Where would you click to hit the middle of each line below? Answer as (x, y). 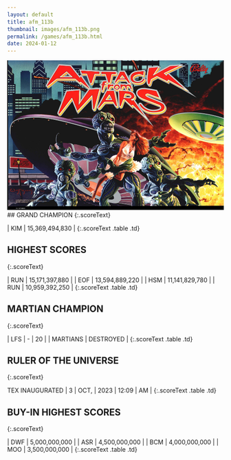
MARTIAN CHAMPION (55, 309)
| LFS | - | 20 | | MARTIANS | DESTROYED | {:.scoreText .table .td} (100, 339)
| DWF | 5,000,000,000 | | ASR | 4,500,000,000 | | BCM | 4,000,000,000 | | (113, 442)
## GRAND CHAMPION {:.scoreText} (59, 214)
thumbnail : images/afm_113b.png (53, 29)
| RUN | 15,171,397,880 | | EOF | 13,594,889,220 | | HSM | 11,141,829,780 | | (111, 280)
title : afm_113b (30, 22)
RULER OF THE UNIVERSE (63, 360)
